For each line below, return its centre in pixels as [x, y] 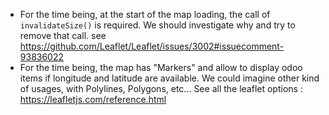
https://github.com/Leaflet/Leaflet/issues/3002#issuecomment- [152, 46]
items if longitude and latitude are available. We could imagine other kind [169, 78]
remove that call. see [63, 35]
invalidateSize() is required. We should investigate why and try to [157, 25]
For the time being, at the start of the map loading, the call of [145, 14]
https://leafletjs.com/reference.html [93, 99]
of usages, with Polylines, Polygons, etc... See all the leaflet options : [161, 88]
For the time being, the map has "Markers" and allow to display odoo [161, 67]
